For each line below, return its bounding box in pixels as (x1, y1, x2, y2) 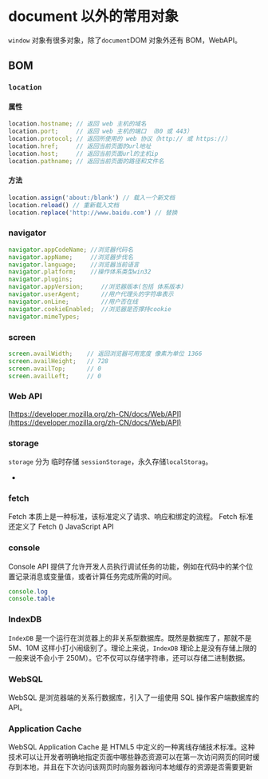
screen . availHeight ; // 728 (8, 357, 109, 365)
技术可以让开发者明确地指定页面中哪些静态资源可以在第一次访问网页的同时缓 (8, 753, 260, 762)
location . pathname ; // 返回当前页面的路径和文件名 (8, 157, 165, 165)
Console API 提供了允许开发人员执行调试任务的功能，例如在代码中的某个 (8, 561, 246, 571)
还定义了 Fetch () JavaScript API (8, 521, 114, 532)
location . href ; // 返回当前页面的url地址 (8, 142, 152, 150)
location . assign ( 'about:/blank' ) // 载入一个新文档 (8, 194, 175, 202)
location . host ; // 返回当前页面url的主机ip (8, 150, 159, 158)
